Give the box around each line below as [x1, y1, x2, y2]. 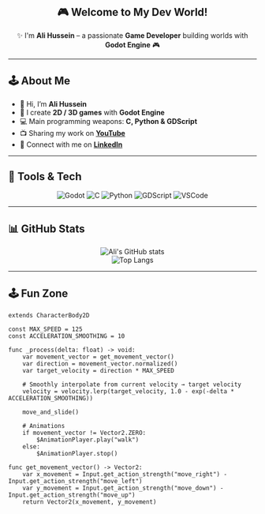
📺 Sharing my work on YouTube [19, 128, 126, 137]
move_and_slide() [22, 408, 80, 416]
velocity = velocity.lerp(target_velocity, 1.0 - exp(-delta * [22, 388, 235, 396]
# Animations [22, 422, 65, 430]
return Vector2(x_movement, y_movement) [22, 498, 157, 506]
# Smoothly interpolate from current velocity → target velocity [22, 381, 242, 388]
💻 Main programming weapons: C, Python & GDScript [19, 116, 198, 126]
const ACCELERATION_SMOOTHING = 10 [8, 332, 125, 340]
